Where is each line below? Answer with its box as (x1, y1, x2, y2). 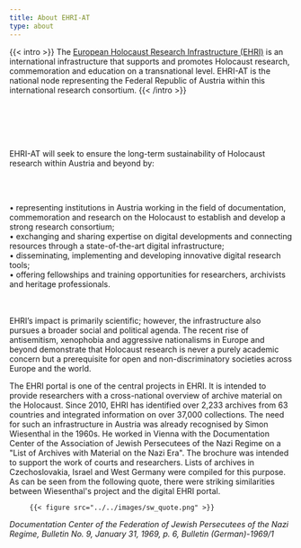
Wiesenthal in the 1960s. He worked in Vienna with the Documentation (9, 428, 270, 439)
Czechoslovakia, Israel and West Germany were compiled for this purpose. (9, 466, 286, 477)
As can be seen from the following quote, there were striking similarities (9, 476, 276, 487)
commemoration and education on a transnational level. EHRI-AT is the (9, 65, 271, 76)
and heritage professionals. (9, 278, 111, 289)
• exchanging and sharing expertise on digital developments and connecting (9, 230, 293, 241)
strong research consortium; (9, 221, 115, 232)
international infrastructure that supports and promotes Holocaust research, (9, 56, 290, 67)
